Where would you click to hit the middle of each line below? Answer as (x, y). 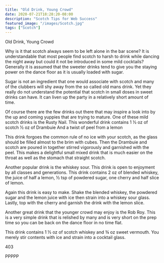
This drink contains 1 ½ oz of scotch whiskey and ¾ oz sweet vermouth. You (82, 232)
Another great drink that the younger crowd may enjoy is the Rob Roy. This (80, 212)
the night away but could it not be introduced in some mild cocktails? (74, 62)
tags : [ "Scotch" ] (23, 28)
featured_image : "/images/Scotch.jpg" (45, 23)
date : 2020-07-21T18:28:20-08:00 (39, 14)
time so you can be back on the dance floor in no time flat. (64, 223)
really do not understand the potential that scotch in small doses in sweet (79, 92)
